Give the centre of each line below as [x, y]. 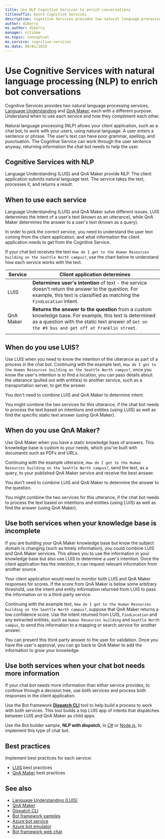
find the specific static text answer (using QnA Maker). [60, 415]
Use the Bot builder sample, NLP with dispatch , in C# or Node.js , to [74, 725]
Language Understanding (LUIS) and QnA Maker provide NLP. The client [78, 174]
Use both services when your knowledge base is [81, 523]
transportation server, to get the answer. [46, 385]
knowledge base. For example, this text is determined [94, 315]
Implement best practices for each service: [49, 758]
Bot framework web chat [37, 832]
